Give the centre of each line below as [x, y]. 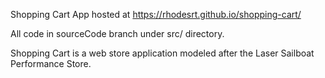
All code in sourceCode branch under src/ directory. [117, 33]
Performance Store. [51, 63]
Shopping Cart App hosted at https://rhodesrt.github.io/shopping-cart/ [156, 14]
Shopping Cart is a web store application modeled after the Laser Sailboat [162, 53]
